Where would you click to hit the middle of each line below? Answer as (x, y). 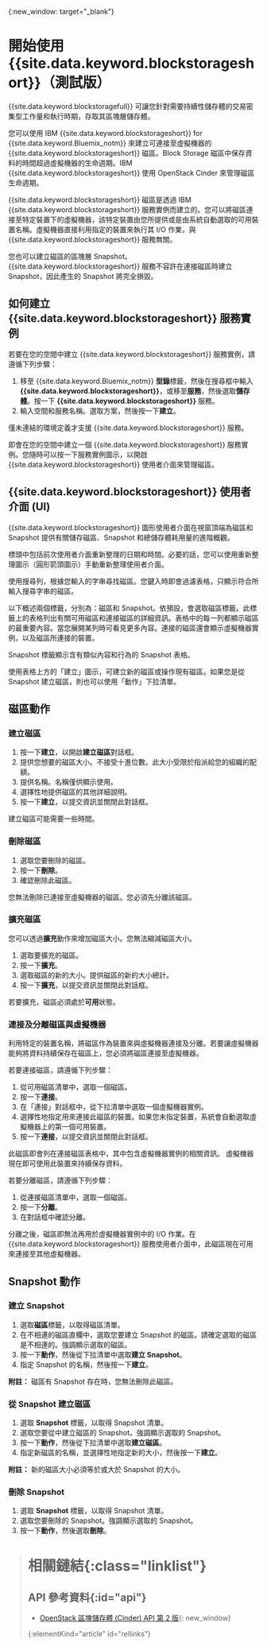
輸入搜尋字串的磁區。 (43, 591)
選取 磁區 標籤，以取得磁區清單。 (72, 1325)
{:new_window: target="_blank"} (62, 12)
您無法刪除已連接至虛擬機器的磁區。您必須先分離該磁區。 (102, 897)
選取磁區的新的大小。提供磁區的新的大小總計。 (96, 975)
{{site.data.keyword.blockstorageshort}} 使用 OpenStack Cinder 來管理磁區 (132, 172)
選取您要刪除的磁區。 (54, 860)
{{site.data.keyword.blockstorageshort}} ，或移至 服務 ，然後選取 (128, 391)
